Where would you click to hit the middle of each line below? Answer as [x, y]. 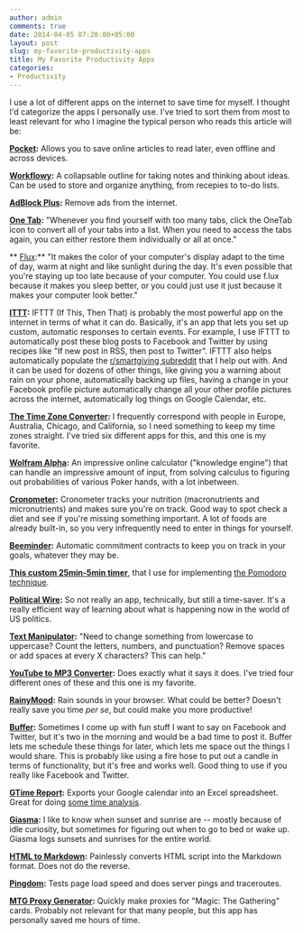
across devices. [39, 158]
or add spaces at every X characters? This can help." [108, 655]
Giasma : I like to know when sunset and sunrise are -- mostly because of [146, 819]
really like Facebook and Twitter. [69, 775]
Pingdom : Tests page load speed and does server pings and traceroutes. [146, 883]
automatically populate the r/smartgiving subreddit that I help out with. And [148, 360]
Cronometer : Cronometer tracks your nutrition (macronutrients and [134, 499]
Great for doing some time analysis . [75, 802]
